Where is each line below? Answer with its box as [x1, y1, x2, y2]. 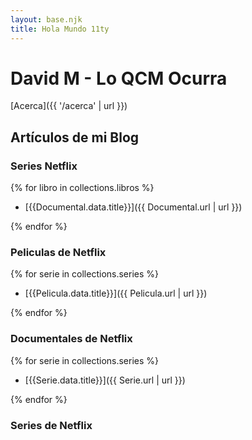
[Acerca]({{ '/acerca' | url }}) [10, 100, 128, 112]
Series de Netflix [10, 418, 93, 432]
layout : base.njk [10, 14, 83, 25]
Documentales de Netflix [10, 332, 133, 346]
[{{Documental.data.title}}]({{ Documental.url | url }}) [24, 201, 243, 213]
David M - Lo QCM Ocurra [10, 67, 228, 90]
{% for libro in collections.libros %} [10, 182, 155, 194]
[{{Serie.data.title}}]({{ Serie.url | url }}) [24, 374, 186, 386]
